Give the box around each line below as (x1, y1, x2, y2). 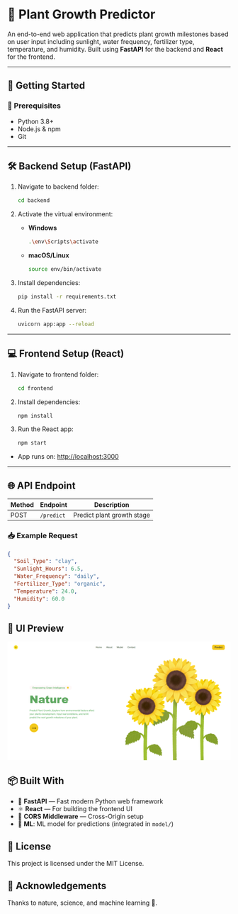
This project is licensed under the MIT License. (7, 859, 144, 868)
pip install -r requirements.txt (17, 294, 117, 301)
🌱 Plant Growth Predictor (7, 6, 156, 23)
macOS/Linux (28, 251, 69, 260)
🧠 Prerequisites (7, 101, 62, 111)
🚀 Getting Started (7, 79, 86, 91)
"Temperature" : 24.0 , (13, 588, 78, 595)
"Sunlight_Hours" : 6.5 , (13, 565, 84, 573)
